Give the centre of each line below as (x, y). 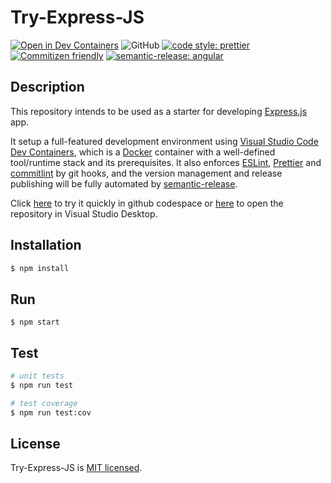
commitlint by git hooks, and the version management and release (146, 173)
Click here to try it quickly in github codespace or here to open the (147, 203)
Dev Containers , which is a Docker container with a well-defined (143, 152)
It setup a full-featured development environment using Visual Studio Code (164, 141)
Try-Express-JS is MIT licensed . (76, 468)
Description (47, 87)
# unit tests (37, 376)
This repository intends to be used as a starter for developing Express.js (159, 111)
